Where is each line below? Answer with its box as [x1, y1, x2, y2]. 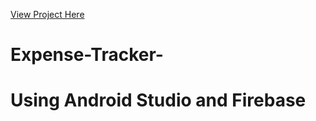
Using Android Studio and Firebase [10, 89, 307, 112]
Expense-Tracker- [10, 44, 164, 66]
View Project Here [10, 9, 85, 20]
